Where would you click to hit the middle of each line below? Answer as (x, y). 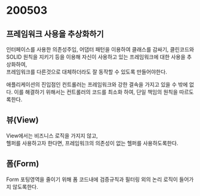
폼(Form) (23, 164)
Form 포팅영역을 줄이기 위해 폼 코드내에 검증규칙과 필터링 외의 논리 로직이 (92, 179)
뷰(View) (22, 120)
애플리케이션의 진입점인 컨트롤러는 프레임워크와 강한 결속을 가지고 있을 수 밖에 (97, 85)
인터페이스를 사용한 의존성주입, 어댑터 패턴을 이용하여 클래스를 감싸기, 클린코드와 (100, 49)
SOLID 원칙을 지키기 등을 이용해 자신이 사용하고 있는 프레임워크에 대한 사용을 (96, 57)
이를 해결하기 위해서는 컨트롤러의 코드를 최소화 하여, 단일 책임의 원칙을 (96, 92)
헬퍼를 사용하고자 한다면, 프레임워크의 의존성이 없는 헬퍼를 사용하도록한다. (92, 143)
